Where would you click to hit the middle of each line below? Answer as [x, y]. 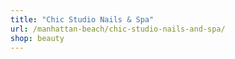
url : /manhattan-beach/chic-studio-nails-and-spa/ [118, 29]
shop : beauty [37, 38]
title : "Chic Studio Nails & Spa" [82, 19]
